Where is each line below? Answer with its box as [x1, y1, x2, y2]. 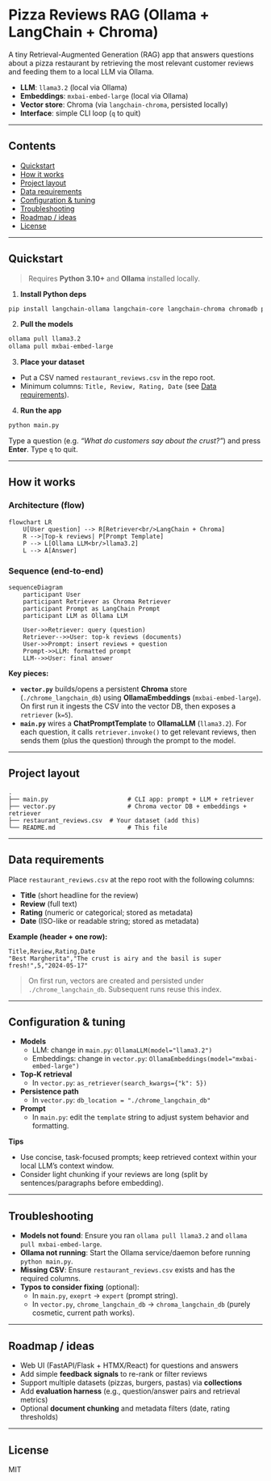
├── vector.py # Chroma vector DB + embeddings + [8, 802, 248, 810]
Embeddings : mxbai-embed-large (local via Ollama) [19, 91, 189, 100]
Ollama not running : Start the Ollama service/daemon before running [19, 1248, 251, 1258]
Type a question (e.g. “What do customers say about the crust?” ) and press [8, 436, 261, 446]
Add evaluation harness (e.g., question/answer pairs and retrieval [19, 1386, 240, 1396]
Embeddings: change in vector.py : [31, 1054, 148, 1064]
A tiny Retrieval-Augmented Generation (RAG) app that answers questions [8, 49, 254, 59]
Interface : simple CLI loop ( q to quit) [19, 108, 141, 118]
